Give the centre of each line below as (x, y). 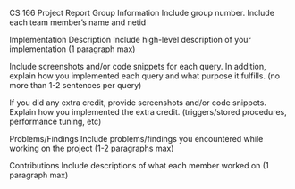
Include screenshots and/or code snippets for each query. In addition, (138, 66)
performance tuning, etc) (55, 121)
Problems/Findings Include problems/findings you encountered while (136, 139)
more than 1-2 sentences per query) (76, 85)
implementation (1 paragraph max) (72, 49)
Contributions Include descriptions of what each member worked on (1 (139, 165)
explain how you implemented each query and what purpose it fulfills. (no (145, 76)
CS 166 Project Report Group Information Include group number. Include (142, 13)
